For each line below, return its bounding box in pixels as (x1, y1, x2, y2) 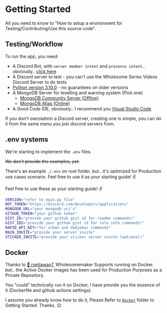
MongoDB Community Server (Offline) (20, 95, 99, 101)
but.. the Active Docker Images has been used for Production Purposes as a (5, 267, 162, 273)
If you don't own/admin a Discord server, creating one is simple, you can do (5, 115, 161, 121)
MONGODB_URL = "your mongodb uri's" (5, 207, 78, 212)
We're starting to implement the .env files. (5, 148, 92, 154)
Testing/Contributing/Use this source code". (5, 25, 96, 31)
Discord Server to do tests (12, 79, 67, 85)
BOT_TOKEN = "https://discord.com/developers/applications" (5, 202, 129, 207)
